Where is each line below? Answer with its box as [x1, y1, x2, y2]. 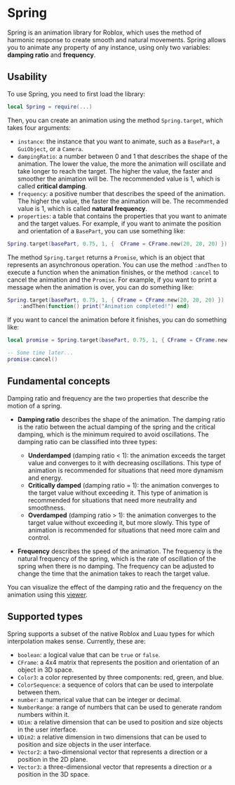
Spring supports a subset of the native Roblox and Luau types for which [7, 629, 215, 637]
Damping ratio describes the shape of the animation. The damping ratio [17, 415, 226, 423]
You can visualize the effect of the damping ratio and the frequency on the [7, 583, 222, 591]
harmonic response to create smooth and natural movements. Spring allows [7, 35, 227, 44]
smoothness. [27, 503, 66, 512]
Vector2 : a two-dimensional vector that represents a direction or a [17, 747, 208, 756]
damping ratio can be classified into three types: [17, 437, 158, 446]
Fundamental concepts [7, 375, 111, 387]
